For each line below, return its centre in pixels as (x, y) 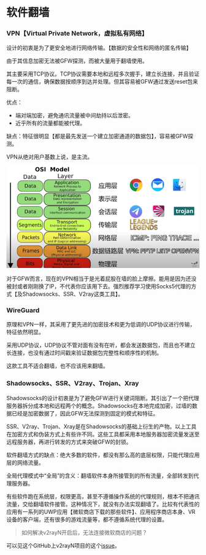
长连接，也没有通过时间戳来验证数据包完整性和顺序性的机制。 (84, 353)
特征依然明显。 (25, 332)
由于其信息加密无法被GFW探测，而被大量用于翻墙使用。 (77, 61)
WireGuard (23, 310)
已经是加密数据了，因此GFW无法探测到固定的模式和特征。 (85, 413)
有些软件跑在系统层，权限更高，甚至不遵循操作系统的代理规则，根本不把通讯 (103, 496)
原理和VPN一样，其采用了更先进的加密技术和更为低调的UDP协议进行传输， (101, 325)
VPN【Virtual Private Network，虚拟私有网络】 (77, 33)
